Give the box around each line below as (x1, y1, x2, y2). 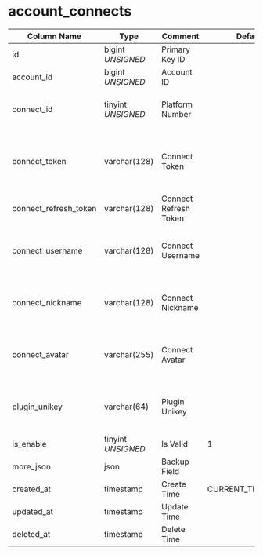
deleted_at (12, 528, 51, 539)
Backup (161, 456, 189, 467)
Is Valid (161, 438, 189, 449)
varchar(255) (104, 349, 154, 360)
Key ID (161, 53, 186, 64)
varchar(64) (104, 401, 149, 412)
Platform (161, 99, 193, 110)
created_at (12, 484, 52, 495)
